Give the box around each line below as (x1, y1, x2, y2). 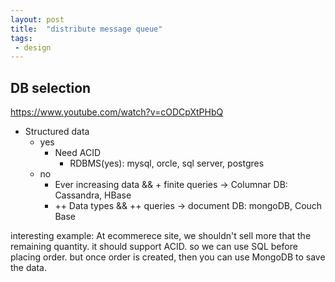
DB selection (10, 79, 92, 96)
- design (14, 42, 52, 53)
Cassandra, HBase (54, 189, 132, 201)
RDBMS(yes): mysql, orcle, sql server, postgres (69, 157, 265, 170)
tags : (10, 33, 33, 43)
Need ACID (54, 147, 102, 159)
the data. (10, 262, 47, 274)
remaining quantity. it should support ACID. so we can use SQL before (10, 241, 298, 253)
